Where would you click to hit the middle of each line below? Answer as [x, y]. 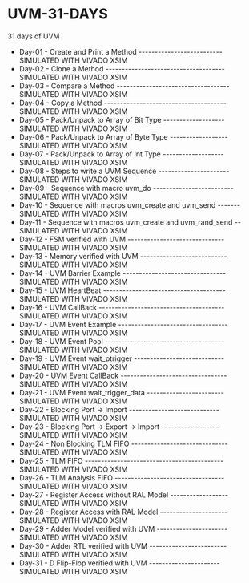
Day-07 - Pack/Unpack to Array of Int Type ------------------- [122, 154]
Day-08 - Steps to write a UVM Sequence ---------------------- [124, 171]
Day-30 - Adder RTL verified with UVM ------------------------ [123, 545]
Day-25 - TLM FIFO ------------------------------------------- [121, 460]
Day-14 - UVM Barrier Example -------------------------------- [122, 273]
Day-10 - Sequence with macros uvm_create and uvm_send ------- [130, 204]
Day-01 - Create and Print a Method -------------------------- [121, 51]
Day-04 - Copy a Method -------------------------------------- [123, 103]
